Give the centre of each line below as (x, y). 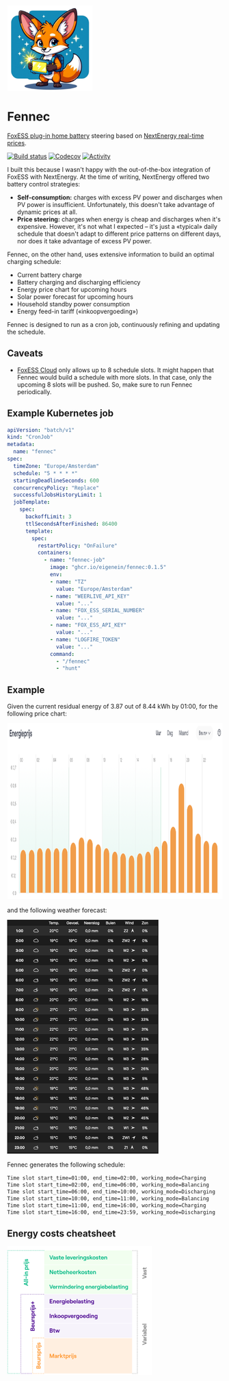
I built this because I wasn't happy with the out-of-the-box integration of (109, 169)
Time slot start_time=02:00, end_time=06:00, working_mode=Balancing (108, 1185)
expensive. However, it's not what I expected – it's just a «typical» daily (117, 226)
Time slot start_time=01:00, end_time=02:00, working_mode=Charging (107, 1178)
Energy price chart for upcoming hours (72, 289)
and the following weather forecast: (57, 910)
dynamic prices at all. (47, 212)
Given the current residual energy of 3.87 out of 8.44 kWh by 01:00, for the (112, 707)
